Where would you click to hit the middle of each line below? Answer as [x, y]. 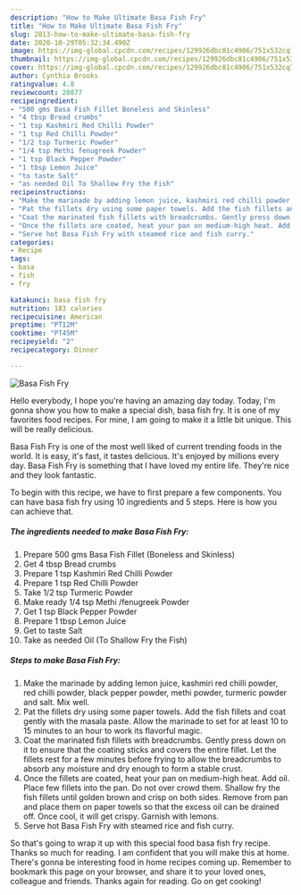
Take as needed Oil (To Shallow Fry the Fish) [105, 640]
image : [22, 51]
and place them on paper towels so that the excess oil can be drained [151, 806]
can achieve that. [42, 511]
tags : [20, 259]
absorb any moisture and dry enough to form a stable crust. [133, 768]
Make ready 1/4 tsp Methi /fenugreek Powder [106, 601]
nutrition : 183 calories [56, 308]
